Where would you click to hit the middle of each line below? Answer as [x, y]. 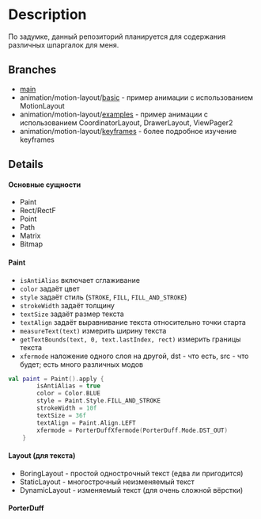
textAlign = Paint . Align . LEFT [86, 423]
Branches [32, 70]
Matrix [30, 236]
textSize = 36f [62, 415]
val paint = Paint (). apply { [56, 379]
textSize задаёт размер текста [72, 314]
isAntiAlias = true [69, 386]
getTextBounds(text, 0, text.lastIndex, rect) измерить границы [130, 339]
